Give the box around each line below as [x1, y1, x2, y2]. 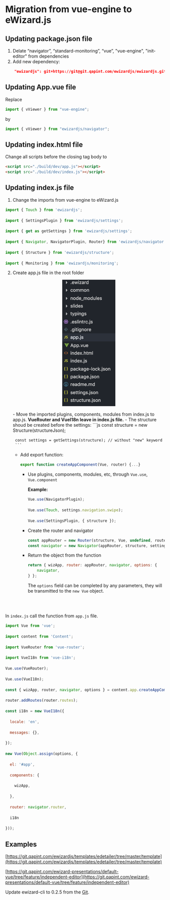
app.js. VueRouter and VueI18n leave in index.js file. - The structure [12, 417, 157, 423]
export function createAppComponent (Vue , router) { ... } [20, 462, 141, 467]
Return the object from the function [27, 552, 102, 558]
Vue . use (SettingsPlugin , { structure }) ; [27, 518, 116, 523]
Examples [5, 840, 37, 848]
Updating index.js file [5, 184, 74, 192]
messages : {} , [10, 730, 39, 735]
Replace [5, 96, 22, 102]
